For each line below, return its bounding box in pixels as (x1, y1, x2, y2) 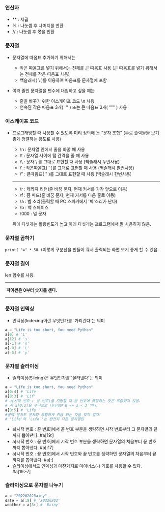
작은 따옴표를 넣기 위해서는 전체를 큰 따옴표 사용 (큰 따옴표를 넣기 (19, 65, 144, 71)
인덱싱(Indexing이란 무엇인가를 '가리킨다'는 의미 (12, 317, 105, 323)
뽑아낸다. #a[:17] (21, 445, 54, 451)
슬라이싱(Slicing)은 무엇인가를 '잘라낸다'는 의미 (12, 375, 103, 381)
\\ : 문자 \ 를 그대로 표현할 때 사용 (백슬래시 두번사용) (19, 158, 120, 164)
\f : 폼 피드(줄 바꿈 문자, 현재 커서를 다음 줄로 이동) (19, 192, 116, 198)
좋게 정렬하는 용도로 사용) (12, 136, 61, 142)
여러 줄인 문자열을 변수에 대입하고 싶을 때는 (12, 88, 95, 93)
